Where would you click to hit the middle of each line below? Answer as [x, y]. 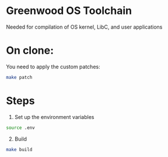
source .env [20, 128]
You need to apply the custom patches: [53, 67]
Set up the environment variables [54, 117]
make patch [19, 77]
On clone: [30, 50]
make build [19, 149]
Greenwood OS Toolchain [69, 11]
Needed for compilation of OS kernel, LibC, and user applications [84, 27]
